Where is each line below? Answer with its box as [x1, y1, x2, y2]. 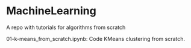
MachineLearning [6, 4, 96, 18]
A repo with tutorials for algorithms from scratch [6, 24, 126, 31]
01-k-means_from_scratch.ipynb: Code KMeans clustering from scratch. [6, 35, 186, 42]
